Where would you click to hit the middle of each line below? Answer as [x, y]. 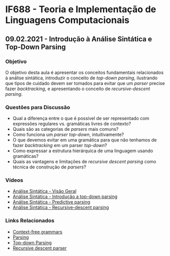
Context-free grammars [37, 232]
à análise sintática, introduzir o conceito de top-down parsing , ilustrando [81, 78]
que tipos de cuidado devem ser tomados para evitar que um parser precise [85, 83]
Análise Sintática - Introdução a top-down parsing [65, 196]
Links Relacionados [30, 221]
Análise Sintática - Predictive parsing [51, 202]
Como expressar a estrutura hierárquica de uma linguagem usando [83, 151]
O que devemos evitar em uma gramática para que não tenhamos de [84, 140]
